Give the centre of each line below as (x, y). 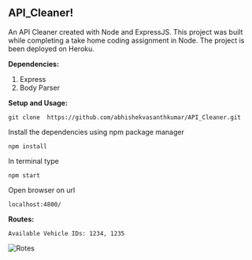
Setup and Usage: (38, 102)
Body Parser (40, 87)
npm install (28, 146)
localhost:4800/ (35, 204)
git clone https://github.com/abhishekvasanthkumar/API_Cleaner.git (125, 117)
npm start (24, 175)
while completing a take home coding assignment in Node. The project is (126, 40)
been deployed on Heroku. (51, 48)
